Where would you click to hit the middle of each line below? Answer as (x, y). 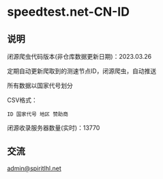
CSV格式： (22, 100)
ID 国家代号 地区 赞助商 (38, 114)
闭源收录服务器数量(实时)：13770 (54, 128)
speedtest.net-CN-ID (68, 12)
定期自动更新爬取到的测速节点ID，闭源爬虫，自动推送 (82, 71)
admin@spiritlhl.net (34, 168)
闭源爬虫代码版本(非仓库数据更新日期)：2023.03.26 (79, 56)
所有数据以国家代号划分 (40, 85)
